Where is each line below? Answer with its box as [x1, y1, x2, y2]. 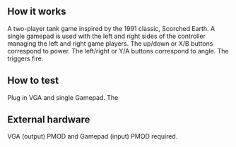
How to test [7, 75, 59, 87]
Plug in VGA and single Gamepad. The [7, 93, 119, 101]
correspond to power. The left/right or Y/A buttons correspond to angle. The [7, 46, 229, 55]
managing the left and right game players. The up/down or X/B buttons [7, 39, 213, 48]
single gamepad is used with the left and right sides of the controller [7, 32, 206, 40]
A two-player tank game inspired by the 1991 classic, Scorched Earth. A [7, 24, 216, 32]
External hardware [7, 114, 90, 126]
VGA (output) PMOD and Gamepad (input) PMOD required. [7, 132, 178, 141]
